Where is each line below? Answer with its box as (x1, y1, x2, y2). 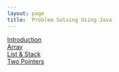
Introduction (7, 35, 42, 43)
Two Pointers (7, 57, 45, 65)
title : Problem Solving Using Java (7, 16, 112, 23)
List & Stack (7, 49, 41, 58)
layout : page (7, 10, 45, 17)
